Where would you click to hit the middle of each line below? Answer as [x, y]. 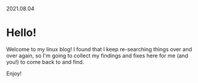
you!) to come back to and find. [45, 62]
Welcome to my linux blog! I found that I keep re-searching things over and [99, 49]
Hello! [21, 33]
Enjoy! [14, 73]
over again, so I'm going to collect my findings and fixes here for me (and [97, 56]
